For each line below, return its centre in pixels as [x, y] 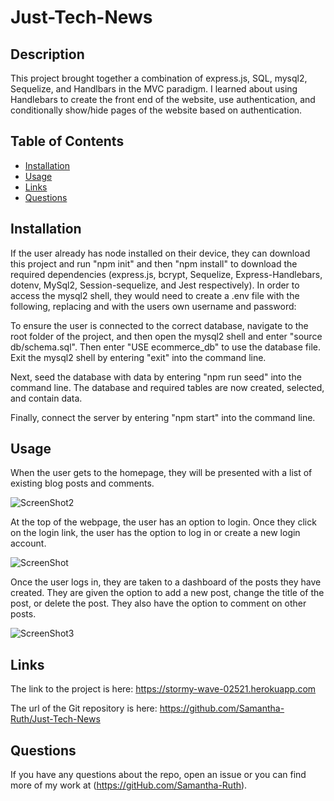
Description [47, 54]
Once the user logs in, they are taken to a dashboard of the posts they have [166, 582]
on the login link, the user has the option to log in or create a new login [155, 533]
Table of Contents [67, 141]
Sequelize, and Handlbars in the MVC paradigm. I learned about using [154, 89]
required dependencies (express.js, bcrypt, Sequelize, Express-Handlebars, [166, 274]
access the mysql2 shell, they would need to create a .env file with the [155, 295]
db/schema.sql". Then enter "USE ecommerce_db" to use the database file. [165, 347]
